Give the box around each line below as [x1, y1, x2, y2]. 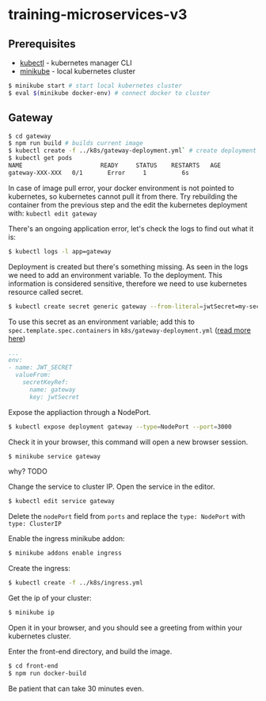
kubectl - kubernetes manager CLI [19, 58, 132, 67]
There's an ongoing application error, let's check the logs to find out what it [8, 223, 254, 233]
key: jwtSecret [28, 393, 80, 401]
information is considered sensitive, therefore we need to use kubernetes [8, 279, 248, 288]
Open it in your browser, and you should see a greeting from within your [8, 623, 243, 632]
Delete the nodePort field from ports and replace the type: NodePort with [8, 512, 245, 521]
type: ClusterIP [8, 520, 62, 528]
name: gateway [28, 386, 77, 394]
